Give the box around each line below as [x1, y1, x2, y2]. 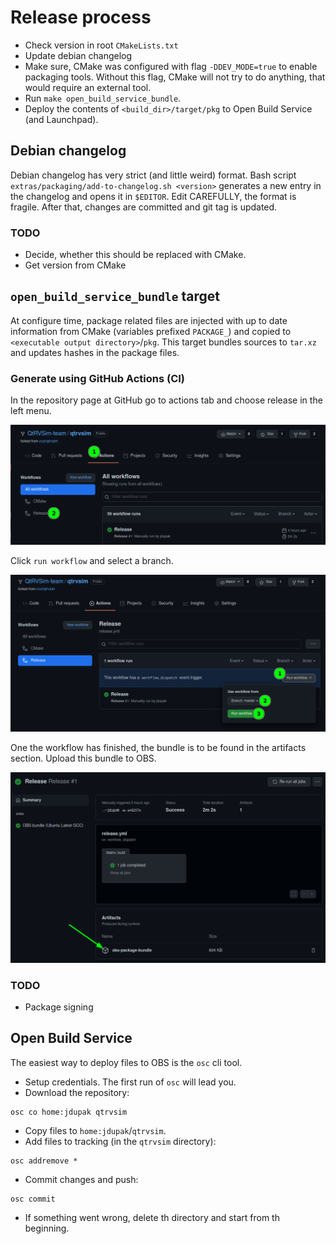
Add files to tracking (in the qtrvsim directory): [24, 1135, 217, 1147]
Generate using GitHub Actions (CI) [10, 371, 186, 385]
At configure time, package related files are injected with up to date [10, 314, 288, 326]
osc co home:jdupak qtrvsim [10, 1107, 128, 1117]
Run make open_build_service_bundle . [24, 92, 182, 104]
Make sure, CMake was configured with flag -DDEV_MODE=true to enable [24, 60, 318, 72]
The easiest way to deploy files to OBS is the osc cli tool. [10, 1056, 243, 1068]
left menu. [10, 405, 52, 417]
